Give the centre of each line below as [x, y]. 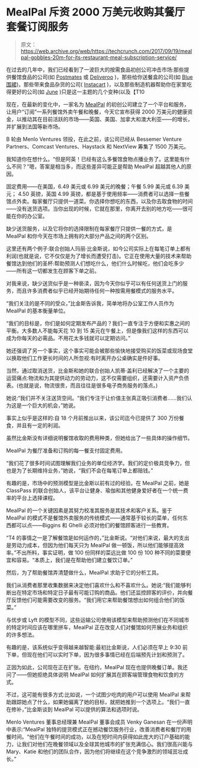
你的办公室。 [32, 216]
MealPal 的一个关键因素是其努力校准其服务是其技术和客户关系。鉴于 [89, 510]
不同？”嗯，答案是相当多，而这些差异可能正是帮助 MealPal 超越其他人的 [99, 166]
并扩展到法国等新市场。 [35, 126]
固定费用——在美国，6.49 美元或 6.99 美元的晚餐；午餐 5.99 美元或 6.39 [95, 186]
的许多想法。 [22, 634]
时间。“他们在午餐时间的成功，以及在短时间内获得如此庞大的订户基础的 [98, 737]
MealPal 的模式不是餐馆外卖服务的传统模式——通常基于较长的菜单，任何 [94, 518]
